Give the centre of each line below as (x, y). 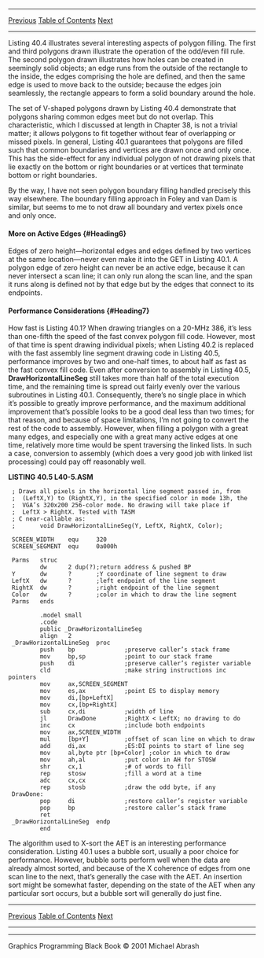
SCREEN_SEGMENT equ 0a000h (64, 547)
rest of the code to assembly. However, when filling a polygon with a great (128, 429)
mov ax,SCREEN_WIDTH (81, 732)
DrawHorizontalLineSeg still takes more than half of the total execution (124, 378)
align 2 (56, 636)
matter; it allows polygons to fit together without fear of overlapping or (122, 133)
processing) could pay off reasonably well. (77, 462)
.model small (61, 615)
